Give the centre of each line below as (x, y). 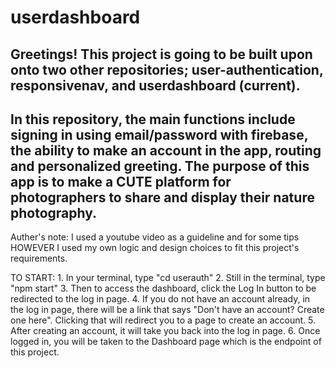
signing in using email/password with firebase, (159, 134)
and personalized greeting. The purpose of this (160, 166)
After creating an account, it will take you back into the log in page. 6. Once (165, 331)
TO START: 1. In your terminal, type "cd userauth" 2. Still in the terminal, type (168, 278)
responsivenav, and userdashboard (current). (155, 85)
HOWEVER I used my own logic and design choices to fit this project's (155, 248)
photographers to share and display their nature (162, 197)
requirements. (39, 258)
